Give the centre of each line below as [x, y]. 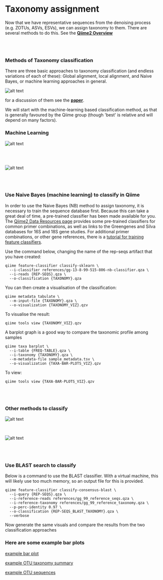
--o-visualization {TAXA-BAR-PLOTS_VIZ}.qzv [55, 363]
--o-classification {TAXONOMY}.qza [45, 278]
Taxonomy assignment [52, 9]
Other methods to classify [36, 408]
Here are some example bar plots [45, 543]
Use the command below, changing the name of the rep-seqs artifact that [79, 251]
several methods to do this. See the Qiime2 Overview [59, 33]
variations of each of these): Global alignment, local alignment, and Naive [79, 76]
